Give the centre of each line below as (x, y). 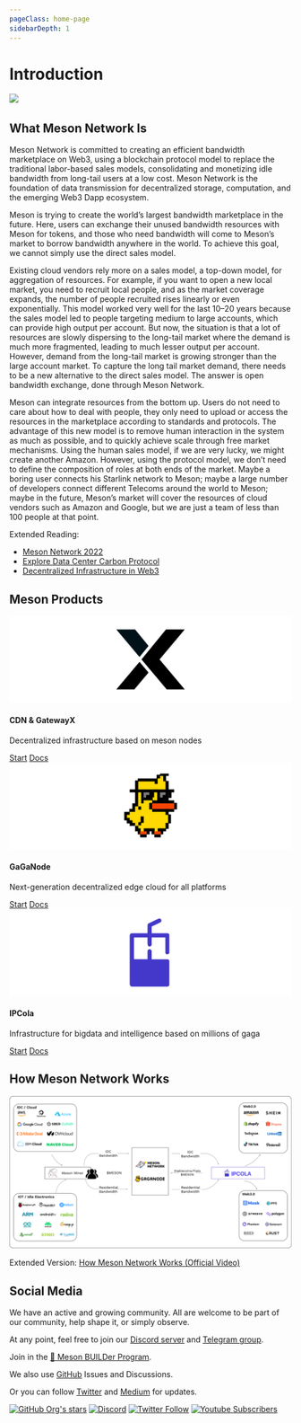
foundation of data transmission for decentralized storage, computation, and (150, 188)
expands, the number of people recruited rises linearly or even (125, 299)
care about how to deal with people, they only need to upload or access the (149, 412)
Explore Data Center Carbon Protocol (90, 561)
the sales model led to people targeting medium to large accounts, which (144, 318)
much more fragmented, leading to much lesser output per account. (134, 347)
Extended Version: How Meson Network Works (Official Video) (125, 1263)
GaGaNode (30, 867)
